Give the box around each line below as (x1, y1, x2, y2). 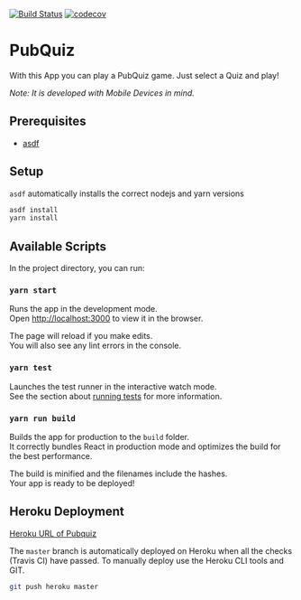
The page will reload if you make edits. (9, 331, 153, 342)
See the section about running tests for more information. (9, 390, 223, 401)
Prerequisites (9, 114, 87, 129)
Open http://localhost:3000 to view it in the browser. (9, 313, 204, 324)
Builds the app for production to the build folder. (9, 432, 190, 443)
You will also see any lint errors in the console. (9, 340, 182, 352)
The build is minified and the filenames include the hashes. (9, 468, 228, 479)
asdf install (9, 205, 59, 214)
